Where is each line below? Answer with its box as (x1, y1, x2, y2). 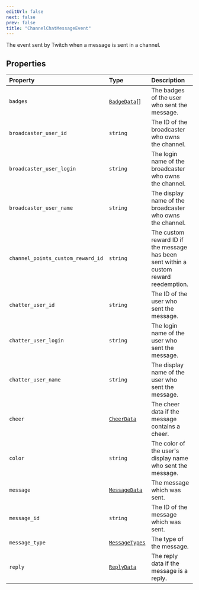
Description (150, 76, 185, 85)
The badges (150, 86, 185, 95)
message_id (9, 515, 40, 522)
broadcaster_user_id (9, 130, 67, 137)
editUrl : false (6, 8, 44, 15)
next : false (6, 14, 36, 20)
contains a (150, 422, 181, 431)
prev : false (6, 20, 36, 25)
